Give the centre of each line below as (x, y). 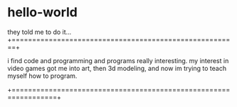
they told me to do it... (39, 32)
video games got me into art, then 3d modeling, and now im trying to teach (117, 68)
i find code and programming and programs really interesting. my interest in (118, 60)
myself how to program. (42, 76)
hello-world (43, 12)
